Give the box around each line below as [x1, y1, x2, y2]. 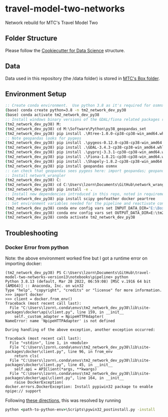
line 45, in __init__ [67, 362, 113, 367]
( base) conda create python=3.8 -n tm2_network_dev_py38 [5, 108, 126, 113]
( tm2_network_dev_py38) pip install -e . [5, 187, 93, 192]
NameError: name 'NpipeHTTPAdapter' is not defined [5, 318, 115, 323]
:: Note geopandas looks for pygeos [5, 136, 81, 141]
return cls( [14, 353, 39, 358]
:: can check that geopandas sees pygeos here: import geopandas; [5, 168, 146, 173]
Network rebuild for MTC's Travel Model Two [5, 20, 98, 26]
